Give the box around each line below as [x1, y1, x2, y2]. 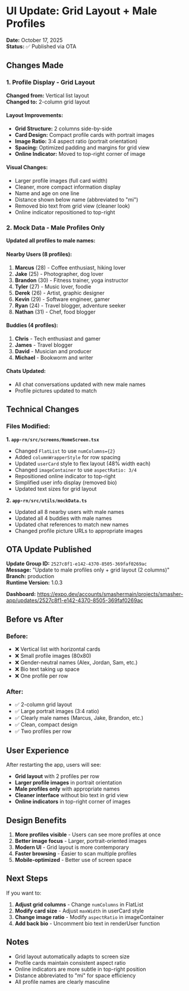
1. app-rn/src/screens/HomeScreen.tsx [6, 435, 99, 443]
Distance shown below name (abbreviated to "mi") [14, 196, 138, 203]
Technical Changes [6, 404, 79, 415]
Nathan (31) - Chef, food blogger [14, 308, 96, 315]
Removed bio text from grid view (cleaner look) [14, 202, 130, 209]
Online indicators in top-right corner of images [14, 798, 131, 805]
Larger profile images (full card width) [14, 177, 108, 184]
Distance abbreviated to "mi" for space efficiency [14, 971, 136, 979]
